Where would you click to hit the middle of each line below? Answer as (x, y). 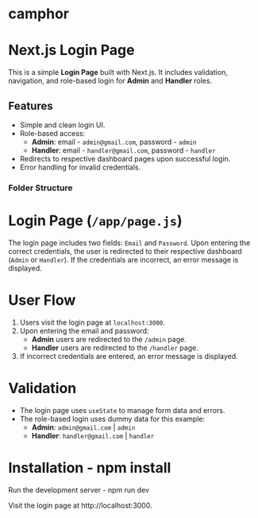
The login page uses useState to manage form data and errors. (122, 410)
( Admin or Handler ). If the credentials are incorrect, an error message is (123, 259)
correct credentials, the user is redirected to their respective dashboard (125, 251)
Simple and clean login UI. (62, 125)
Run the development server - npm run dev (79, 489)
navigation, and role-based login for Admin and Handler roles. (110, 81)
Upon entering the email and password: (84, 330)
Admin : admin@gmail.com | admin (83, 427)
